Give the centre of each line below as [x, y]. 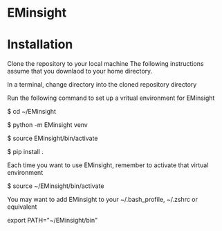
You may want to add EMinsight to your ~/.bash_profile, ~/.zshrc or [103, 200]
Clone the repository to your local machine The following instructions [105, 64]
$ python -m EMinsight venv [47, 125]
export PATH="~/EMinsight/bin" [53, 221]
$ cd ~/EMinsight [32, 112]
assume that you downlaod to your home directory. [80, 71]
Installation [40, 45]
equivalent [22, 207]
